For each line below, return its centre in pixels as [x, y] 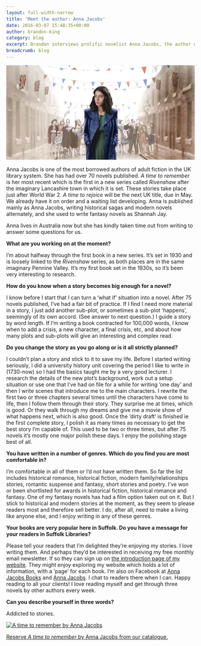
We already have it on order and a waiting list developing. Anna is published [100, 201]
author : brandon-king [33, 32]
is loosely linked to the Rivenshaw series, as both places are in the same [95, 262]
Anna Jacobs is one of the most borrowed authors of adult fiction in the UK [99, 169]
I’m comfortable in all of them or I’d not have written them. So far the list [95, 471]
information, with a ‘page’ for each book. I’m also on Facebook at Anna [93, 571]
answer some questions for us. [44, 232]
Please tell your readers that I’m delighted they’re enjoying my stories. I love [99, 545]
